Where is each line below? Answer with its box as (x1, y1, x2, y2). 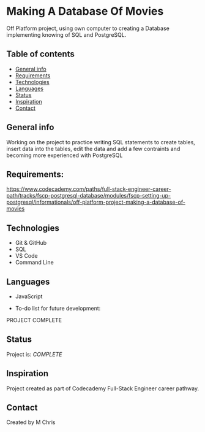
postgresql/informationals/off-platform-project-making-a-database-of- (6, 198, 185, 206)
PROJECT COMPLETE (6, 317, 62, 323)
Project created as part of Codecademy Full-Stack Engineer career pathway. (6, 385, 199, 392)
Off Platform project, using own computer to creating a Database (6, 25, 170, 32)
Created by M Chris (6, 418, 56, 426)
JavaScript (15, 293, 43, 300)
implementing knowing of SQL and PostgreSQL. (6, 31, 127, 38)
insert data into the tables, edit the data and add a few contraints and (6, 145, 181, 152)
